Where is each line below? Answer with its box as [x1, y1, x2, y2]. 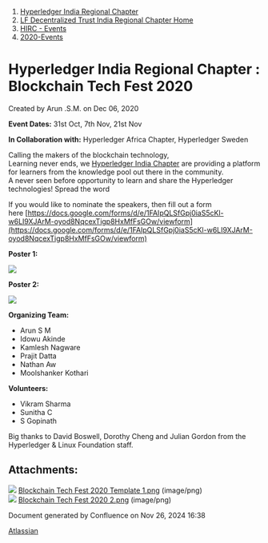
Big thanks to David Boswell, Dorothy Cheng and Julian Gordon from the [8, 431, 246, 441]
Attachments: [8, 463, 78, 477]
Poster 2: [8, 279, 40, 289]
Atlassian [8, 525, 38, 535]
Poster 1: [8, 249, 38, 258]
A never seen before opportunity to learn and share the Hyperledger [8, 175, 234, 185]
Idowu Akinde [19, 333, 66, 343]
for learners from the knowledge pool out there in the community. [8, 167, 224, 177]
